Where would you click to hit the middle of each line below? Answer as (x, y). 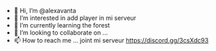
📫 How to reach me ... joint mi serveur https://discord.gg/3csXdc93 (111, 40)
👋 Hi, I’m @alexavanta (45, 11)
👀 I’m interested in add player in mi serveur (75, 18)
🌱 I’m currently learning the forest (62, 25)
